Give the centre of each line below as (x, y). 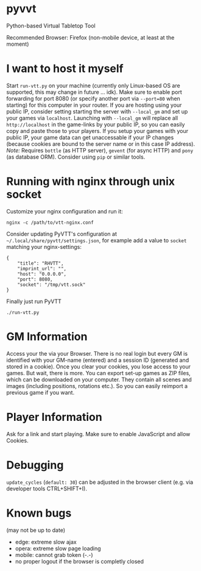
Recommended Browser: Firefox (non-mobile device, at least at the (90, 37)
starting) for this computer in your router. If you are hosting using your (94, 105)
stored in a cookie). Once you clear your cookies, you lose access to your (98, 366)
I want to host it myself (65, 69)
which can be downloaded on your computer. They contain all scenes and (99, 379)
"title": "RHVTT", (41, 263)
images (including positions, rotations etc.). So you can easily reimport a (97, 386)
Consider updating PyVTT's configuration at (62, 234)
